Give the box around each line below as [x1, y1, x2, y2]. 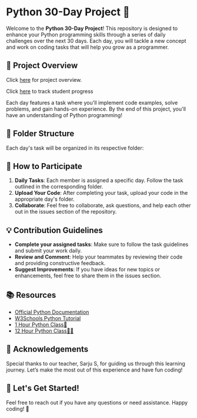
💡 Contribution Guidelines [6, 225, 103, 235]
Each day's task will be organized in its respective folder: [6, 144, 144, 151]
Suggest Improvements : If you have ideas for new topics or [14, 266, 161, 273]
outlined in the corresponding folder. [14, 183, 103, 190]
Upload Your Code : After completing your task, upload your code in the [14, 190, 188, 197]
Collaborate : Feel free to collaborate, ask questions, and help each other [14, 202, 191, 209]
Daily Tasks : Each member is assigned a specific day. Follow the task [14, 177, 183, 184]
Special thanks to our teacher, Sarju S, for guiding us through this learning [6, 360, 185, 367]
